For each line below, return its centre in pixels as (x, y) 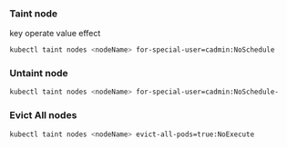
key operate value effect (55, 34)
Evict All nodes (43, 115)
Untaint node (39, 74)
